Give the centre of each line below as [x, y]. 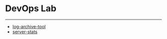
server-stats [25, 32]
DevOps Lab [31, 9]
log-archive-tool [29, 26]
